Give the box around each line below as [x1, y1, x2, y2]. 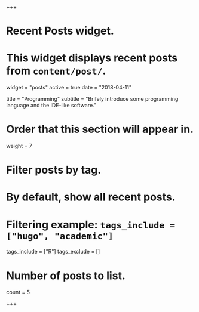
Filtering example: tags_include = [6, 218, 176, 231]
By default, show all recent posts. [6, 190, 176, 204]
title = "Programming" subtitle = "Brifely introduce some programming [6, 95, 179, 103]
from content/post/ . [6, 64, 106, 78]
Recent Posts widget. [6, 24, 115, 38]
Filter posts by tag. [6, 163, 102, 177]
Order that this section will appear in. [6, 123, 194, 136]
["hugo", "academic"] [6, 230, 114, 242]
